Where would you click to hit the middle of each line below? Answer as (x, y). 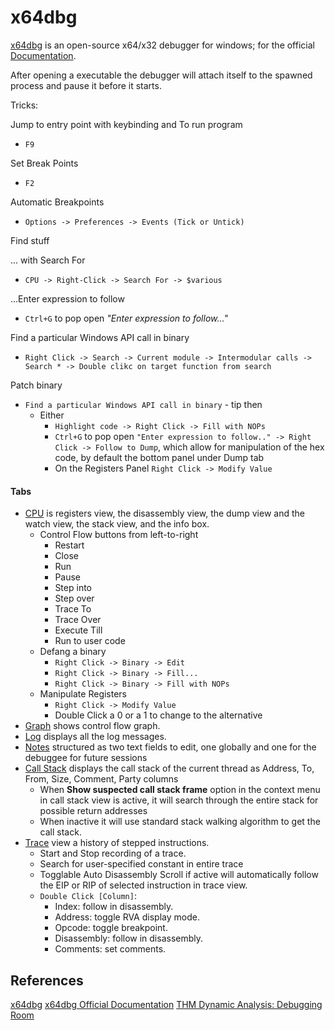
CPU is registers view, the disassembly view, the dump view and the (164, 513)
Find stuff (30, 240)
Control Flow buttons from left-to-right (119, 535)
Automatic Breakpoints (57, 202)
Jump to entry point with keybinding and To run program (126, 124)
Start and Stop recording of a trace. (113, 853)
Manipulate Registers (83, 694)
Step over (74, 598)
